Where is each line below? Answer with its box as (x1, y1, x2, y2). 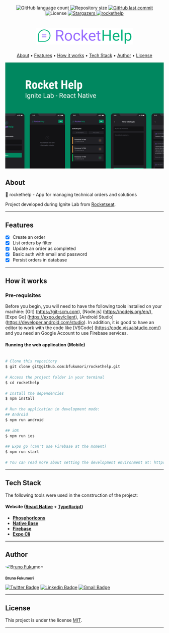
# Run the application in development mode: (5, 407, 100, 412)
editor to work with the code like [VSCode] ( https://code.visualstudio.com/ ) (5, 325, 161, 331)
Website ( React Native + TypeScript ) (5, 504, 83, 510)
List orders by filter (12, 240, 52, 246)
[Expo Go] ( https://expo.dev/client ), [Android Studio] (5, 314, 114, 320)
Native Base (12, 520, 39, 526)
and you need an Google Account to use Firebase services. (5, 330, 128, 336)
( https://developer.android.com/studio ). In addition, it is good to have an (5, 320, 154, 326)
